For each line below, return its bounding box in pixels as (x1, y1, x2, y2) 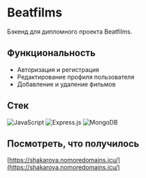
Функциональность (7, 47, 96, 59)
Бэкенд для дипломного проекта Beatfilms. (7, 27, 133, 36)
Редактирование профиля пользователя (16, 73, 134, 81)
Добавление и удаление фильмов (16, 80, 116, 88)
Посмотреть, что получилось (7, 138, 140, 149)
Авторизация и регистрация (16, 65, 100, 73)
